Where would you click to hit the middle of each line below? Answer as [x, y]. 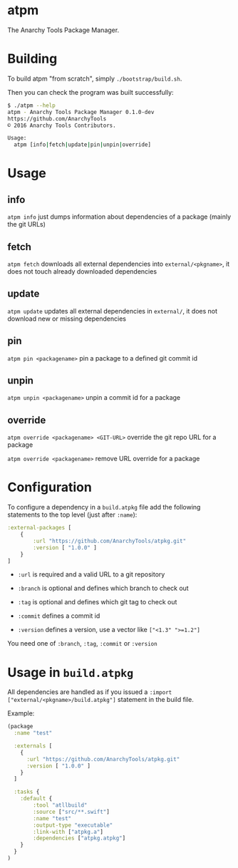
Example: [21, 713]
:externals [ [33, 746]
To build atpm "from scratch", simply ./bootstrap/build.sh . [95, 78]
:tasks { [27, 792]
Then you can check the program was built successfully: [90, 92]
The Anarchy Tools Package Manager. [63, 30]
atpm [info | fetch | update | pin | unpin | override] [83, 145]
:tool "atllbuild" [60, 805]
